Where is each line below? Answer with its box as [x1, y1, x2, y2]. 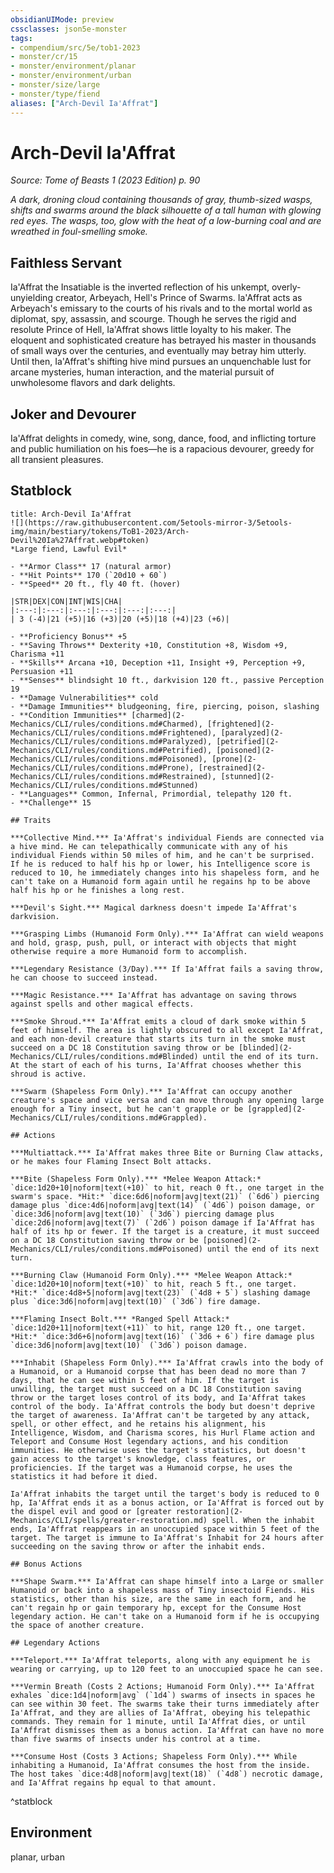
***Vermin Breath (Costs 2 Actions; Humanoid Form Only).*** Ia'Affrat [10, 1681, 315, 1691]
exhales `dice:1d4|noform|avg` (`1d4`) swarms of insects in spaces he [10, 1690, 315, 1700]
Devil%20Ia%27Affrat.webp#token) [10, 535, 150, 545]
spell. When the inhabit [211, 1515, 315, 1525]
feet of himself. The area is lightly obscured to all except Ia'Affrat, [10, 1025, 325, 1035]
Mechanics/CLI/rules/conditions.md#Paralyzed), [10, 736, 213, 746]
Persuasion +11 [10, 666, 74, 676]
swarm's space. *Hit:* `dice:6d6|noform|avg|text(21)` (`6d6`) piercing [10, 1191, 320, 1201]
